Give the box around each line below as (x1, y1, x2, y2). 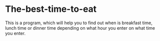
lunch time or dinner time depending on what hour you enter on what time (5, 25, 156, 31)
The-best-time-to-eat (5, 3, 97, 15)
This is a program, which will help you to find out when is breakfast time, (5, 20, 153, 26)
